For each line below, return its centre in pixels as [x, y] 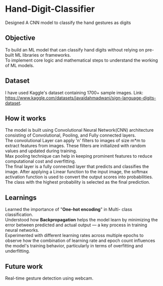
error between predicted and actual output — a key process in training [76, 225]
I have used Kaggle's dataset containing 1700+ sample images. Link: [74, 93]
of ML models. [20, 65]
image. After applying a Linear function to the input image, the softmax [77, 172]
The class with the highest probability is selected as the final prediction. [78, 182]
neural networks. [22, 230]
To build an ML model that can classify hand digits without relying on [75, 49]
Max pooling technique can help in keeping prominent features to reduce [79, 156]
